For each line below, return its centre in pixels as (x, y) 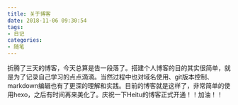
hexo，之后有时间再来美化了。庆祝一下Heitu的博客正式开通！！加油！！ (118, 94)
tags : (15, 27)
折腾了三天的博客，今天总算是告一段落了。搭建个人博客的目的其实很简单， (116, 68)
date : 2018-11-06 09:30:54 (47, 21)
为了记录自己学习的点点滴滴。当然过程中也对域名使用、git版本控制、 (113, 77)
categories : (25, 40)
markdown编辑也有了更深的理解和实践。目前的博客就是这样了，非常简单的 (116, 85)
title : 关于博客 (29, 14)
